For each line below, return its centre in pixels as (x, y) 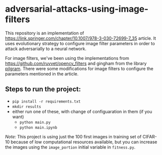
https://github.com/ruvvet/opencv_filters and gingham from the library (76, 63)
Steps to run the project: (43, 89)
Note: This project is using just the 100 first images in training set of (73, 136)
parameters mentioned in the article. (42, 74)
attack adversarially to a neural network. (46, 49)
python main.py (35, 122)
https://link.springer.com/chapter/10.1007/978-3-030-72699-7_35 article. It (81, 38)
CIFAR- (150, 136)
